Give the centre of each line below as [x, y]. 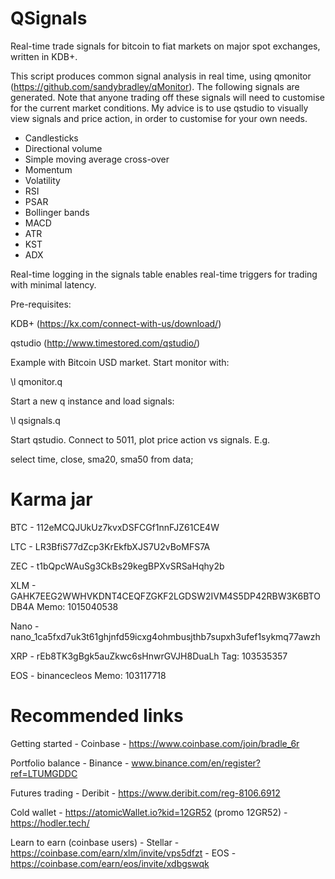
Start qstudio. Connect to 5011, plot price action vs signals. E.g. [140, 439]
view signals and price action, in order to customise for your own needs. [159, 118]
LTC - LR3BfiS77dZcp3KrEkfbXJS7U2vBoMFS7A [110, 546]
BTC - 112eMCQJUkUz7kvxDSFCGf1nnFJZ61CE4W [115, 527]
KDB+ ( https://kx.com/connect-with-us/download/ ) [116, 323]
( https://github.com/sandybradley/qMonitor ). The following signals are [155, 86]
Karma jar [51, 499]
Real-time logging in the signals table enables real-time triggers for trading [164, 274]
